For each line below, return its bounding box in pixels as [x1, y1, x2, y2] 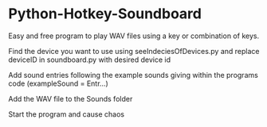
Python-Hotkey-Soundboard [8, 5, 202, 23]
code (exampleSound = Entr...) [8, 79, 109, 88]
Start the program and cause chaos [8, 109, 125, 119]
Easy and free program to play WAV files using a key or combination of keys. [8, 31, 260, 40]
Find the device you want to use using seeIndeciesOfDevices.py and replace [8, 46, 260, 56]
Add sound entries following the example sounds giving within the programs [8, 70, 259, 79]
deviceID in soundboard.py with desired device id [8, 55, 171, 64]
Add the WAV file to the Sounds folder [8, 94, 133, 103]
